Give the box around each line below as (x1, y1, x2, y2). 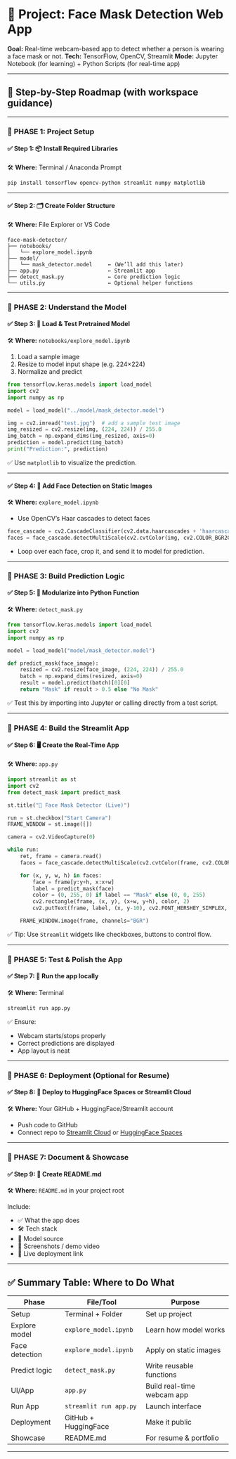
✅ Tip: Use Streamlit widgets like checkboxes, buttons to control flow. (7, 930, 212, 938)
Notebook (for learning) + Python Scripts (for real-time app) (7, 59, 181, 67)
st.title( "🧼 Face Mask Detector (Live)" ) (7, 801, 131, 809)
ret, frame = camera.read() (20, 853, 102, 860)
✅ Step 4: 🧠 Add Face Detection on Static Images (7, 481, 152, 490)
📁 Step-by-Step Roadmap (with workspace (7, 86, 199, 98)
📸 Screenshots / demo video (17, 1242, 100, 1250)
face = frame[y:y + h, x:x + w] (32, 878, 114, 886)
